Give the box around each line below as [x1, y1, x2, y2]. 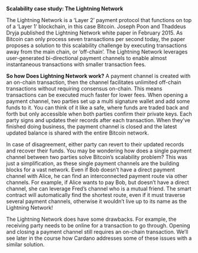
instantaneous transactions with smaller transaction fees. [6, 61, 146, 68]
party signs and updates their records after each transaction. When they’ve [6, 117, 190, 124]
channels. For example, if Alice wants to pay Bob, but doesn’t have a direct [6, 179, 189, 186]
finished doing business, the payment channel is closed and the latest [6, 123, 177, 130]
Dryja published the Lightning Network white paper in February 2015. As [6, 29, 183, 36]
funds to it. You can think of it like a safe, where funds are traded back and [6, 104, 189, 111]
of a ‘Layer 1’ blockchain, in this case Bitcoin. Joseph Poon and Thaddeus [6, 23, 186, 30]
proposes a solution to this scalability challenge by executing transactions [6, 42, 187, 49]
